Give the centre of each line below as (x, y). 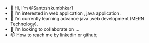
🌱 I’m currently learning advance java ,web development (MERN (77, 18)
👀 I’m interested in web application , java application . (66, 13)
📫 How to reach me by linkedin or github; (54, 35)
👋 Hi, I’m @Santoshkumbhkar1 (42, 8)
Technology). (24, 24)
